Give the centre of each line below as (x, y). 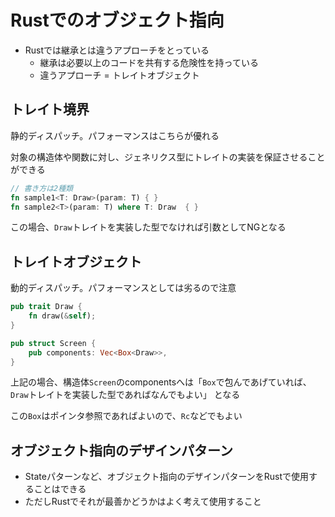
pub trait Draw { (46, 307)
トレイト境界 (50, 109)
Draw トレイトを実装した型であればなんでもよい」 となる (125, 395)
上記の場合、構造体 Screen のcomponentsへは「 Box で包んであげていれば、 (161, 382)
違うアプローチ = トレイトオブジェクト (119, 75)
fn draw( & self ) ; (62, 316)
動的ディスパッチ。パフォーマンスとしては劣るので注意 (123, 288)
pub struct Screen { (53, 343)
